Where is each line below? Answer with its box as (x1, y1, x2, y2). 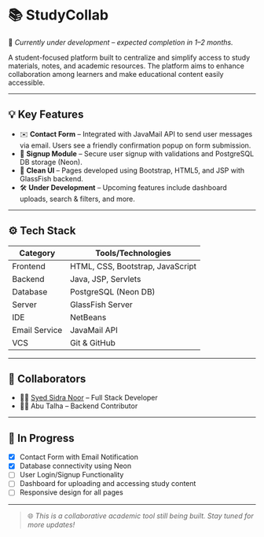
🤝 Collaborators (8, 372, 86, 385)
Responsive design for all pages (19, 488, 123, 497)
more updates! (27, 520, 75, 529)
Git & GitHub (69, 337, 116, 348)
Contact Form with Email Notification (19, 452, 139, 462)
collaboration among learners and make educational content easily (8, 69, 224, 79)
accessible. (8, 78, 46, 87)
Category (19, 247, 56, 258)
